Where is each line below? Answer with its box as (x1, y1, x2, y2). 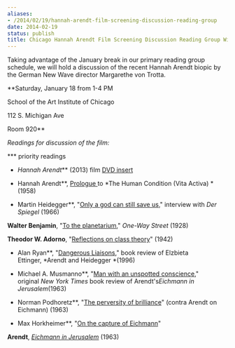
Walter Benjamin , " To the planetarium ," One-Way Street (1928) (7, 222, 189, 230)
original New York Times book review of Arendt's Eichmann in (17, 277, 194, 286)
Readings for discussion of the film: (7, 138, 110, 147)
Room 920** (7, 125, 45, 133)
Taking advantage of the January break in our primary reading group (7, 55, 205, 64)
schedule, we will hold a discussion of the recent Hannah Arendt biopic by (7, 63, 222, 72)
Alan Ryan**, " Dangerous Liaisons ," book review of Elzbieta (17, 248, 189, 257)
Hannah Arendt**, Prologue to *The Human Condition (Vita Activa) (17, 180, 209, 188)
